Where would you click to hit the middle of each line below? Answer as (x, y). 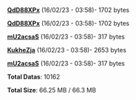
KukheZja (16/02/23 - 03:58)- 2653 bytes (67, 50)
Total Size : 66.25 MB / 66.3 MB (52, 90)
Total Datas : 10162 (34, 77)
